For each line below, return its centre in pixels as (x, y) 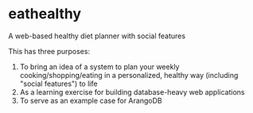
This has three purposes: (49, 51)
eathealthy (45, 14)
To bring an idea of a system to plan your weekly (99, 66)
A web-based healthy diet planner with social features (97, 36)
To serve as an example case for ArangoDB (91, 100)
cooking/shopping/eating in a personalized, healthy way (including (129, 75)
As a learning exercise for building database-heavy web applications (132, 92)
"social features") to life (58, 84)
